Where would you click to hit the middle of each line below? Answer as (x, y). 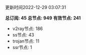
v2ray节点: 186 (28, 28)
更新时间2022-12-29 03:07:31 (36, 7)
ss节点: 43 (23, 35)
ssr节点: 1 (22, 47)
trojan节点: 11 (26, 41)
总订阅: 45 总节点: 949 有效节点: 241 (43, 18)
